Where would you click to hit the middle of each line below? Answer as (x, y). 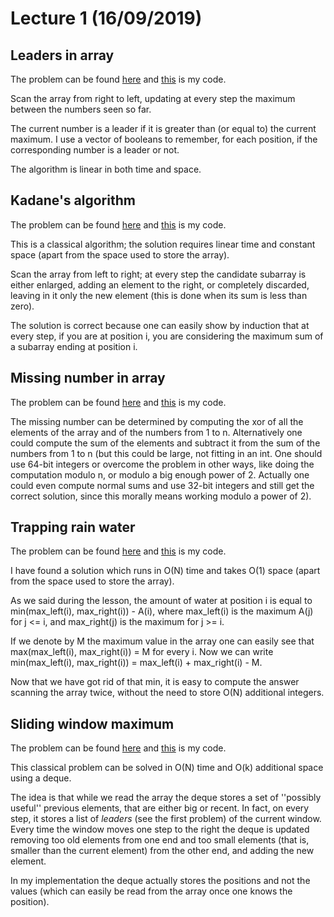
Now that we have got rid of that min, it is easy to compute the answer (155, 682)
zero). (22, 306)
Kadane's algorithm (73, 200)
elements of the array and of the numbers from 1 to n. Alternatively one (156, 432)
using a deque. (41, 778)
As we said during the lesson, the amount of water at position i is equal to (161, 601)
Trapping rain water (73, 527)
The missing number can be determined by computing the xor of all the (157, 421)
